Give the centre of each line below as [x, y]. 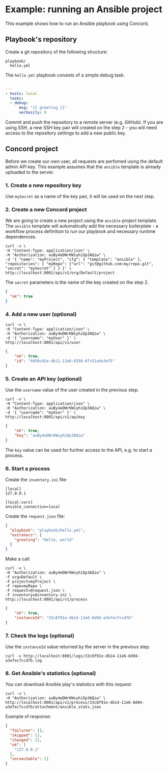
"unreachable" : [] [30, 759]
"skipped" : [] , [26, 735]
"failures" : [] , [27, 731]
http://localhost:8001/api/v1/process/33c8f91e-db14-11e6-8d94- [75, 703]
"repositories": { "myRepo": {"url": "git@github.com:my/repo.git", [79, 264]
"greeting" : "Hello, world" [44, 540]
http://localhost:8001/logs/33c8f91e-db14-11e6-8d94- [82, 656]
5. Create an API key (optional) [44, 379]
